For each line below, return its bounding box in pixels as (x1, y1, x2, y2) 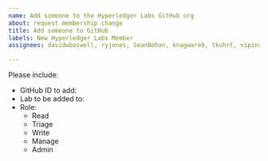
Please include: (8, 70, 59, 80)
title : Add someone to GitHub (8, 26, 109, 34)
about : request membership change (8, 19, 124, 27)
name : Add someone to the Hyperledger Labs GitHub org (8, 11, 195, 20)
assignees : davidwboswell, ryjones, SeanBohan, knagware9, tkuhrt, (8, 41, 238, 49)
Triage (31, 120, 53, 129)
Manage (31, 136, 59, 146)
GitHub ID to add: (19, 85, 77, 96)
